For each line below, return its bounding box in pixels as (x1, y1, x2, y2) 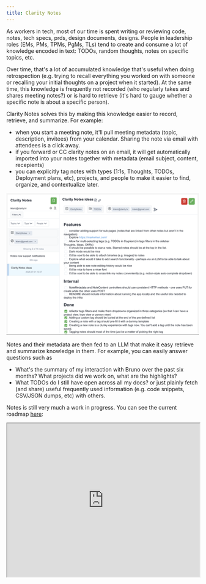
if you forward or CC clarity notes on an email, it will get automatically (15, 148, 191, 155)
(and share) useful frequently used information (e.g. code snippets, (15, 385, 185, 392)
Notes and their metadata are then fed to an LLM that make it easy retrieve (6, 341, 194, 348)
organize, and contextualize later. (15, 181, 99, 188)
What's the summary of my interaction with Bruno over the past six (15, 365, 184, 373)
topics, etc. (6, 53, 35, 61)
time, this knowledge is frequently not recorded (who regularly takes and (6, 85, 189, 92)
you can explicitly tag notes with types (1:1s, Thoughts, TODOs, (15, 168, 174, 175)
